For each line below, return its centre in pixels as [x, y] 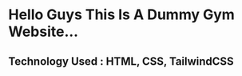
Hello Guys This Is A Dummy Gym [122, 15]
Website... [43, 32]
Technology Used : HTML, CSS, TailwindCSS [121, 61]
